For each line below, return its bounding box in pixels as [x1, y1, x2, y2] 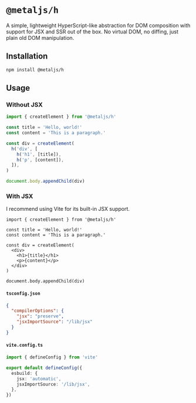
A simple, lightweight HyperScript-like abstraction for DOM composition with [6, 22, 191, 29]
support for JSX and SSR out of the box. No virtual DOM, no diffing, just [6, 28, 178, 35]
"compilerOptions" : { [11, 308, 64, 314]
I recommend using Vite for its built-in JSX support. [6, 206, 130, 213]
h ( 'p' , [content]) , [16, 157, 64, 163]
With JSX [6, 192, 33, 200]
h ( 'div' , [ [11, 146, 38, 152]
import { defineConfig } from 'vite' [6, 354, 98, 360]
